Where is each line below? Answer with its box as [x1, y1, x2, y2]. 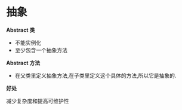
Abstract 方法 [6, 59, 41, 66]
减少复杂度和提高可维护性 [6, 97, 69, 105]
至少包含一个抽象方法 [14, 46, 67, 54]
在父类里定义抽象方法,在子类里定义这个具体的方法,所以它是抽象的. [14, 72, 177, 79]
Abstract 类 [6, 26, 35, 33]
